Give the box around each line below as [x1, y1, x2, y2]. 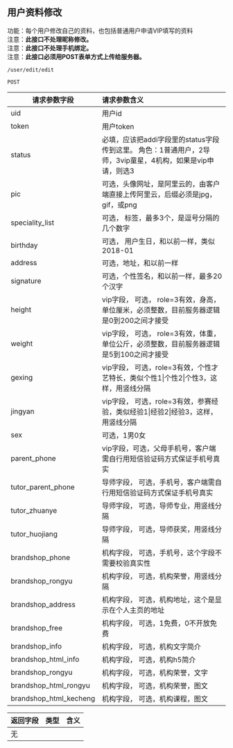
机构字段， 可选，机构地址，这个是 [101, 594, 215, 604]
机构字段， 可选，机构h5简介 [101, 655, 196, 665]
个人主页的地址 [115, 605, 165, 614]
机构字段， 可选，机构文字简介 [101, 642, 201, 651]
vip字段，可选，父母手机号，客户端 [101, 443, 216, 453]
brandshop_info [10, 641, 62, 651]
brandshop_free [10, 623, 62, 632]
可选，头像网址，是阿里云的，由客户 [101, 179, 221, 189]
